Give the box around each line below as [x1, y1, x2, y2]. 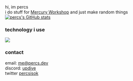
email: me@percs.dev [5, 60, 48, 66]
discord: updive [5, 65, 36, 71]
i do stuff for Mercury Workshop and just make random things [5, 9, 128, 15]
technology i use [5, 26, 45, 33]
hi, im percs [5, 4, 29, 10]
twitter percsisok [5, 70, 39, 76]
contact [5, 49, 24, 56]
